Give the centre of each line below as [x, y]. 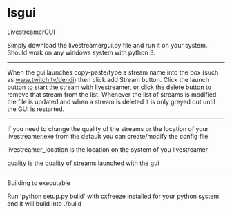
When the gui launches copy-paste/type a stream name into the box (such [113, 72]
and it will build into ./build [44, 203]
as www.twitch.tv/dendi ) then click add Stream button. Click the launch [108, 79]
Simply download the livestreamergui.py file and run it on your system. [107, 45]
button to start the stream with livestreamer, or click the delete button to [109, 87]
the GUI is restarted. [36, 109]
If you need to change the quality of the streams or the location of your [108, 128]
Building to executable [39, 183]
